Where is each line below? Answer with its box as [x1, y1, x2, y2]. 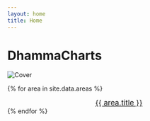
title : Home [7, 17, 42, 24]
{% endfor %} [7, 107, 48, 115]
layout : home [7, 10, 46, 18]
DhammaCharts [7, 47, 103, 64]
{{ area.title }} [95, 98, 143, 108]
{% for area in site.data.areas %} [7, 84, 103, 93]
